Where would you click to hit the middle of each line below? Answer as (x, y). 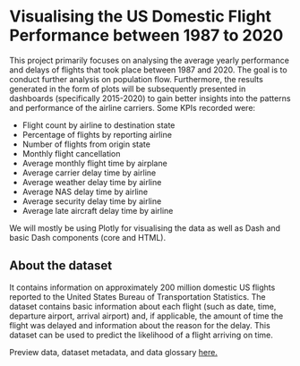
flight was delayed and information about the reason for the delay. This (140, 325)
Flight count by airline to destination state (99, 125)
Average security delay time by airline (92, 201)
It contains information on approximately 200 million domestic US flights (142, 287)
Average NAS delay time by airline (85, 192)
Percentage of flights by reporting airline (97, 134)
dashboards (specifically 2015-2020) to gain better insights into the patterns (150, 98)
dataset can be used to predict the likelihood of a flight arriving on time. (141, 335)
